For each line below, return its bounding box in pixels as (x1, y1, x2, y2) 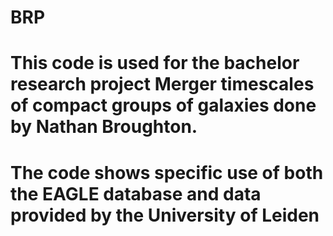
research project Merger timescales (10, 73, 315, 96)
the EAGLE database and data (10, 182, 262, 205)
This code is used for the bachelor (10, 52, 300, 75)
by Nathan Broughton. (10, 116, 198, 138)
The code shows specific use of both (10, 161, 324, 184)
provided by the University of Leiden (10, 204, 320, 226)
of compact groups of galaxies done (10, 94, 317, 117)
